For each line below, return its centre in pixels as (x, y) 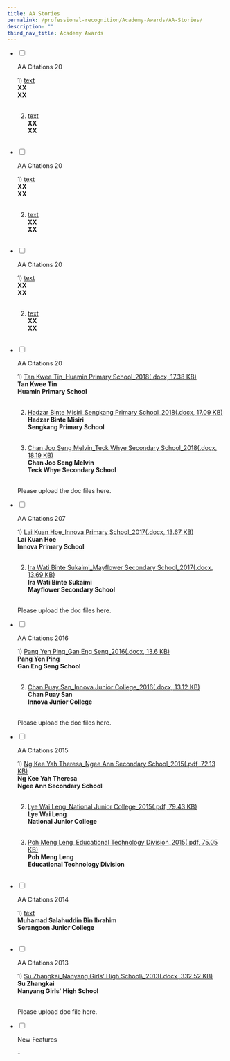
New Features (37, 1040)
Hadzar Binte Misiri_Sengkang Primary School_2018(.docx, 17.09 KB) (125, 413)
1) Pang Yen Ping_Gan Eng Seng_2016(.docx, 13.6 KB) (94, 652)
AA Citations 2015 (43, 750)
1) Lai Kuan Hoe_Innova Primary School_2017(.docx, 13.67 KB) (105, 532)
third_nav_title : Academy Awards (55, 33)
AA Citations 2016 (43, 638)
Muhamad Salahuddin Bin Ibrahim (67, 920)
